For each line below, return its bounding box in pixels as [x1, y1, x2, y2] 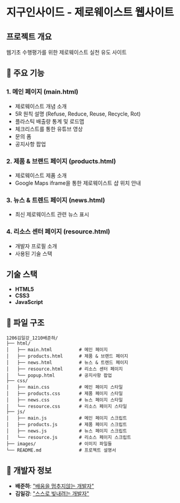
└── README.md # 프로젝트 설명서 [6, 447, 116, 453]
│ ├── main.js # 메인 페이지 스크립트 [6, 415, 128, 421]
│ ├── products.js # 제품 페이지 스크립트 [6, 421, 128, 428]
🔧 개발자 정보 [6, 465, 52, 475]
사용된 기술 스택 [14, 250, 52, 257]
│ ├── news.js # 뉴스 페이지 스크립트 [6, 428, 128, 434]
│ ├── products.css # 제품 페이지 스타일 [6, 391, 123, 397]
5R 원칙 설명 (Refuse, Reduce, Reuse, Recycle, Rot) [14, 110, 141, 117]
